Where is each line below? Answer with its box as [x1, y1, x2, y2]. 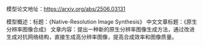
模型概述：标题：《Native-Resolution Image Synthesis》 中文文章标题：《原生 [6, 18, 198, 25]
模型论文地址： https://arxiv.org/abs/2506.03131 [6, 5, 126, 12]
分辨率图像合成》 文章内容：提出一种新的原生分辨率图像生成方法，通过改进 [6, 26, 195, 33]
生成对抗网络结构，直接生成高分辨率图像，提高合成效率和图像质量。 [6, 33, 177, 41]
